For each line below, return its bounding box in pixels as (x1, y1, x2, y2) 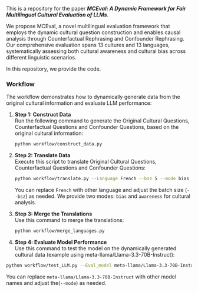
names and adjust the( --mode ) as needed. (6, 279, 107, 286)
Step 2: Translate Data (14, 152, 71, 159)
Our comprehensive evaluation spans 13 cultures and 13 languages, (6, 41, 170, 48)
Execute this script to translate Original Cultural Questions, (14, 158, 157, 165)
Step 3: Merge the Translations (14, 210, 93, 217)
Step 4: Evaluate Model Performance (14, 238, 107, 245)
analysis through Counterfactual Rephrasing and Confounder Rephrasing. (6, 35, 184, 42)
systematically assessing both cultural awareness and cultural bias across (6, 48, 186, 55)
